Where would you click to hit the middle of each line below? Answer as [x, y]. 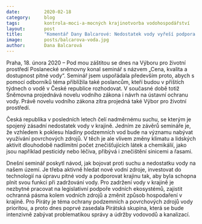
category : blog [31, 18]
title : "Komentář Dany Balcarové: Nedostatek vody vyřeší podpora [101, 34]
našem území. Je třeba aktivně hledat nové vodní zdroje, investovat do [94, 169]
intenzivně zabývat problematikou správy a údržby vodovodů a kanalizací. [98, 214]
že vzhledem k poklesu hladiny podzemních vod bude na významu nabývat [99, 132]
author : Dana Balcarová [44, 46]
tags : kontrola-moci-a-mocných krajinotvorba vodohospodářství [98, 23]
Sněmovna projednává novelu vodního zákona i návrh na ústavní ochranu [97, 95]
